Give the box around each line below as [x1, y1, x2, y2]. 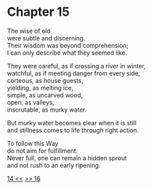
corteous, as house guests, [7, 76, 84, 84]
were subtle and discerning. [7, 34, 86, 42]
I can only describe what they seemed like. [7, 49, 127, 57]
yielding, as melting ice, [7, 84, 74, 92]
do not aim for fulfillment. [7, 147, 78, 155]
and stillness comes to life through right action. [7, 126, 139, 134]
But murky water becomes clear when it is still [7, 118, 137, 127]
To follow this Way [7, 139, 59, 147]
